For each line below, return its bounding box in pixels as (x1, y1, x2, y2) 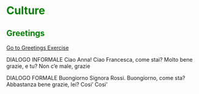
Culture (6, 4, 46, 18)
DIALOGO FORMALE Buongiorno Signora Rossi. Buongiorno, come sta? (6, 74, 186, 81)
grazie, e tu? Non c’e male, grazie (6, 62, 90, 70)
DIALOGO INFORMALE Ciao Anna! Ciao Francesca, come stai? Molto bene (6, 56, 193, 63)
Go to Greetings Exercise (6, 44, 69, 51)
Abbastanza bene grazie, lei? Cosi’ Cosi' (6, 81, 108, 88)
